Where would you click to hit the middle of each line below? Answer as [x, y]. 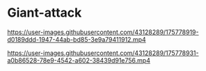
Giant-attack [45, 13]
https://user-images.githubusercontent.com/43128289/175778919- [103, 32]
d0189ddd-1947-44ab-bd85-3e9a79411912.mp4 [77, 39]
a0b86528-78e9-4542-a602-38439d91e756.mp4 [79, 60]
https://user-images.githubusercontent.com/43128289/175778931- [103, 53]
